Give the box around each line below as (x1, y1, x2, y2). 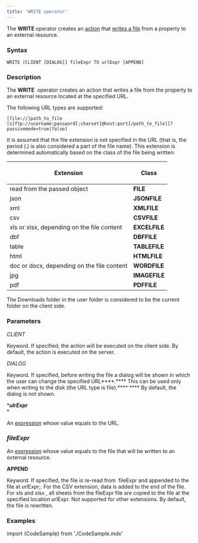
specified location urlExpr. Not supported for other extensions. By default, (6, 495, 186, 503)
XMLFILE (133, 204, 159, 212)
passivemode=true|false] (6, 126, 68, 132)
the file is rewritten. (6, 502, 54, 509)
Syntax (6, 46, 28, 54)
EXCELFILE (133, 223, 164, 231)
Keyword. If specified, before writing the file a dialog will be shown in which (6, 371, 190, 379)
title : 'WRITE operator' (6, 8, 68, 15)
